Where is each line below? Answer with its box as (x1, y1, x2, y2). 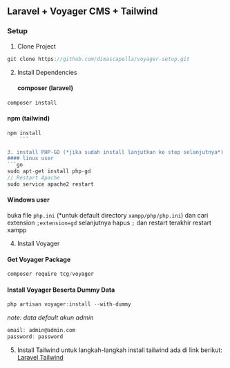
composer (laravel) (17, 84, 74, 92)
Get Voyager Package (7, 255, 71, 263)
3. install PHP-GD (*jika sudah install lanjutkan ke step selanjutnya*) (7, 148, 224, 155)
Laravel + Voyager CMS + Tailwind (7, 6, 158, 17)
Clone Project (17, 42, 57, 51)
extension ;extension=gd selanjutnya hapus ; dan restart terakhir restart (7, 218, 212, 227)
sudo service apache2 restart (7, 180, 95, 188)
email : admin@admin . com (7, 327, 76, 334)
